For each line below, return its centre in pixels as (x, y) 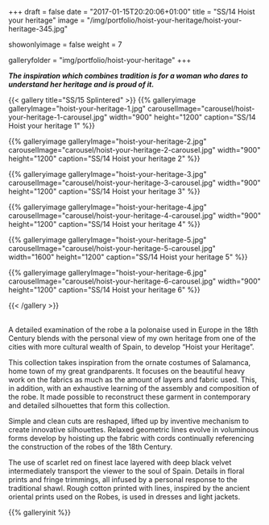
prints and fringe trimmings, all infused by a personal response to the (123, 479)
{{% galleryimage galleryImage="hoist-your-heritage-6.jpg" (108, 273)
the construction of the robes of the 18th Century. (91, 447)
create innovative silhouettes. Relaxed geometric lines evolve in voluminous (134, 430)
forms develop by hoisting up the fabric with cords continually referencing (131, 438)
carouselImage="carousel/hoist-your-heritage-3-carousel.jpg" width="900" (134, 183)
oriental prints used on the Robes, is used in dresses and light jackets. (124, 497)
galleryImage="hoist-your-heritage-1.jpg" (77, 109)
